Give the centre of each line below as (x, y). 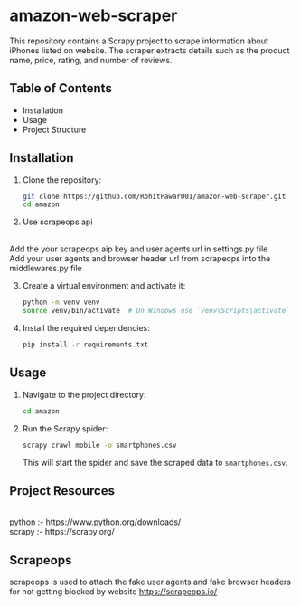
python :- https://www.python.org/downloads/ (95, 522)
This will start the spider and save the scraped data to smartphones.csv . (155, 462)
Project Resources (62, 491)
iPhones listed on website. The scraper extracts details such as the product (150, 50)
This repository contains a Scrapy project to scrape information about (139, 41)
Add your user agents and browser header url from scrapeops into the (140, 259)
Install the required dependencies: (86, 328)
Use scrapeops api (57, 222)
